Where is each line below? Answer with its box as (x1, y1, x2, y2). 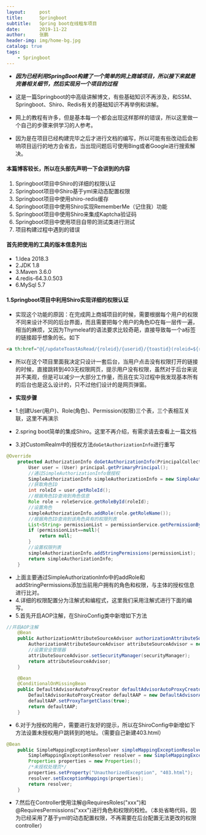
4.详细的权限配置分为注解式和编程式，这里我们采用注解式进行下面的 (15, 596, 187, 604)
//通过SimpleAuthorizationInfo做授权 (28, 470, 120, 476)
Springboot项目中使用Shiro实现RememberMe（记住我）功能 (15, 203, 167, 210)
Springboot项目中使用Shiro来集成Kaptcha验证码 (15, 210, 137, 218)
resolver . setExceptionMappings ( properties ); (28, 775, 144, 782)
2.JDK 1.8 (15, 262, 40, 269)
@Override (6, 453, 32, 459)
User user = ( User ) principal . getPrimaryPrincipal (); (28, 464, 169, 470)
